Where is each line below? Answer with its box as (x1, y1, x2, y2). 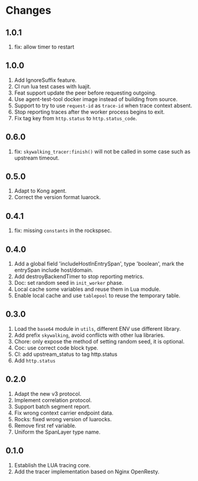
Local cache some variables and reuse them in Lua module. (14, 285, 161, 293)
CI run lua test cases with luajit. (14, 83, 91, 90)
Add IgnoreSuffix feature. (14, 76, 77, 84)
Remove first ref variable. (14, 422, 77, 429)
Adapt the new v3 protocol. (14, 390, 82, 397)
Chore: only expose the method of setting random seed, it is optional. (14, 337, 185, 345)
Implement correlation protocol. (14, 396, 92, 404)
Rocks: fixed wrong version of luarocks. (14, 415, 112, 422)
